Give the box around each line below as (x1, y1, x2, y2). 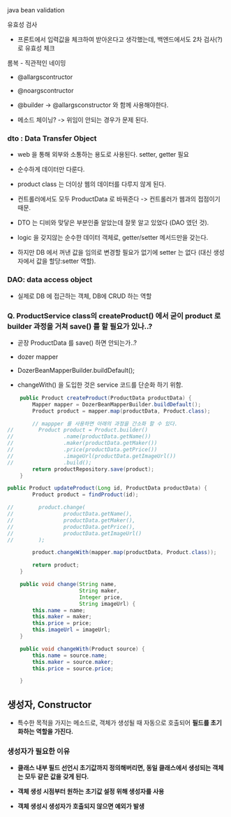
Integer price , (79, 594, 124, 601)
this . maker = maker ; (32, 613, 92, 620)
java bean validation (7, 6, 65, 14)
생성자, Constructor (7, 699, 92, 711)
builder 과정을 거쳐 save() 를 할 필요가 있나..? (7, 321, 153, 331)
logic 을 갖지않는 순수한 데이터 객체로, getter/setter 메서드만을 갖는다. (17, 234, 209, 242)
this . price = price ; (32, 620, 92, 627)
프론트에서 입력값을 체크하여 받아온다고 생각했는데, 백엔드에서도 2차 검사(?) (17, 35, 223, 43)
